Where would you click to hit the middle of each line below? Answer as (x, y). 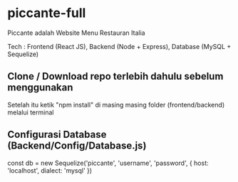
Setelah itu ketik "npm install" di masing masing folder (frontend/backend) (116, 105)
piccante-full (47, 13)
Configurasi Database (57, 135)
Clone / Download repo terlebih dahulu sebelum (115, 76)
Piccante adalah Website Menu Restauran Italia (76, 33)
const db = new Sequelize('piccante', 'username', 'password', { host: (108, 163)
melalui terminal (31, 112)
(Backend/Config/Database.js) (77, 146)
